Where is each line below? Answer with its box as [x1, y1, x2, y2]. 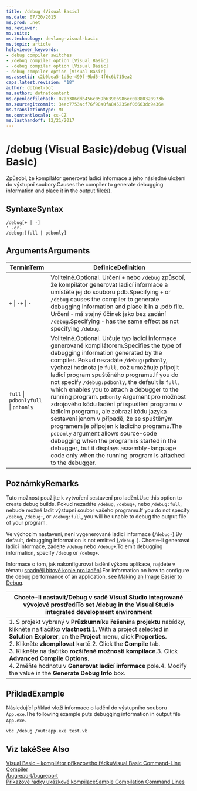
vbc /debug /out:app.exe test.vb [6, 728, 88, 734]
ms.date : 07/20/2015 [6, 14, 57, 20]
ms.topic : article [6, 42, 51, 47]
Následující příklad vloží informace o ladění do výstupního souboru [6, 704, 167, 711]
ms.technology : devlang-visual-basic [6, 36, 98, 42]
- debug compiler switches [6, 52, 72, 58]
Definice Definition [93, 263, 145, 271]
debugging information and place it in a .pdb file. [50, 303, 184, 311]
